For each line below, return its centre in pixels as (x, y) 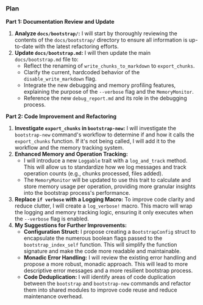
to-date (24, 46)
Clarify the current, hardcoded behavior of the (82, 72)
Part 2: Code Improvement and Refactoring (61, 116)
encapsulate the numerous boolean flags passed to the (93, 238)
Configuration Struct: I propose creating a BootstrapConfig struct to (110, 232)
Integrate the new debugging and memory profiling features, (100, 85)
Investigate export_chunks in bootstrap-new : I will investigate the (95, 128)
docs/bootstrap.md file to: (46, 60)
